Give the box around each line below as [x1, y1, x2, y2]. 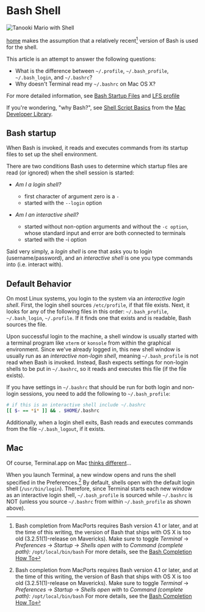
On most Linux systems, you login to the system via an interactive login [6, 295, 185, 302]
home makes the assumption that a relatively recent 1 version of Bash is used [6, 35, 198, 44]
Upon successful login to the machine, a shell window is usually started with [6, 333, 198, 340]
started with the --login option [24, 200, 103, 207]
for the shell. [6, 43, 38, 51]
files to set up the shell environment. [6, 151, 98, 158]
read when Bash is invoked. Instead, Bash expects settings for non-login [6, 359, 188, 366]
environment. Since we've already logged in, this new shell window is [6, 346, 181, 353]
